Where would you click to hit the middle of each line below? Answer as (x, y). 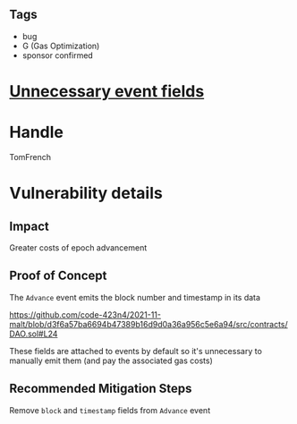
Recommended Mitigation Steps (101, 389)
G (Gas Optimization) (61, 46)
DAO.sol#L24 (34, 334)
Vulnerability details (86, 194)
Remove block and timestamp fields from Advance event (110, 410)
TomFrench (30, 157)
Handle (37, 132)
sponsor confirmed (58, 55)
